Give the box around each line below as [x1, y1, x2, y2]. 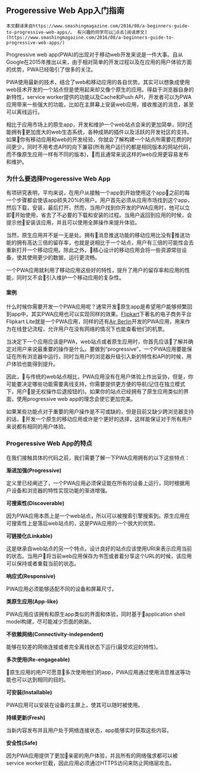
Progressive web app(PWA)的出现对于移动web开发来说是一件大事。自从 [6, 51, 183, 58]
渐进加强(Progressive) [6, 466, 62, 474]
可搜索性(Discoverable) [6, 499, 64, 506]
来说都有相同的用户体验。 [6, 423, 69, 430]
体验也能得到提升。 [11, 360, 58, 368]
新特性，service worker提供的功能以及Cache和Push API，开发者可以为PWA [6, 93, 192, 100]
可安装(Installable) [6, 689, 52, 696]
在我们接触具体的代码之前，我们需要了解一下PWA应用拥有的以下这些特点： [6, 454, 190, 461]
